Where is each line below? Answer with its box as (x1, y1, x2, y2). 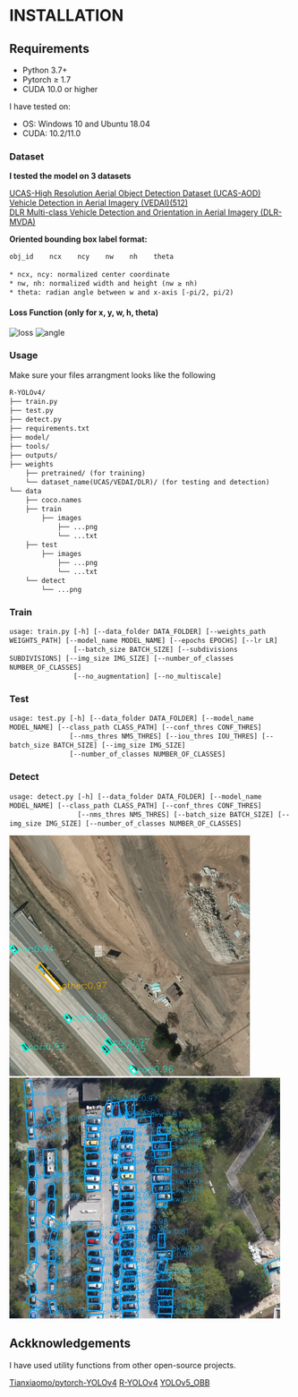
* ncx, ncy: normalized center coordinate (9, 270, 170, 279)
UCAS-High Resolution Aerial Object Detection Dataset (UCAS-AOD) (9, 188, 261, 199)
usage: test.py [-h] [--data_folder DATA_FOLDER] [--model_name (9, 714, 254, 724)
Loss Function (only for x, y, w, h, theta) (9, 306, 159, 318)
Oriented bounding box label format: (9, 234, 148, 244)
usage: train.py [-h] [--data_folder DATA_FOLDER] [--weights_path (9, 628, 267, 637)
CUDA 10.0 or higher (21, 84, 98, 94)
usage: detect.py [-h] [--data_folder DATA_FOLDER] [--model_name (9, 792, 262, 801)
